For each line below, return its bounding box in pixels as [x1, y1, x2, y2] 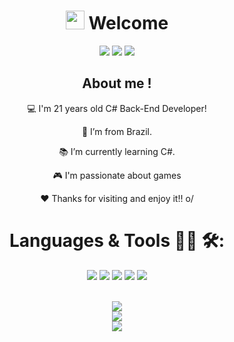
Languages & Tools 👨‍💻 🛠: [9, 229, 225, 252]
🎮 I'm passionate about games [52, 169, 182, 181]
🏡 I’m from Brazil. [81, 125, 153, 137]
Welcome [88, 12, 169, 35]
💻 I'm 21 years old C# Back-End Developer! [27, 102, 207, 114]
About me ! [82, 75, 152, 92]
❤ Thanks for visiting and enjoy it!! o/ [40, 192, 194, 204]
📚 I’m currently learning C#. [58, 145, 176, 157]
